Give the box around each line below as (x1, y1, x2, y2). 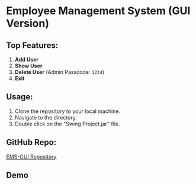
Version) (6, 17, 49, 30)
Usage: (6, 92, 34, 102)
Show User (14, 62, 43, 69)
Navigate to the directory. (14, 114, 77, 121)
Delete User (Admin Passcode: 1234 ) (14, 69, 105, 75)
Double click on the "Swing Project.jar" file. (14, 120, 120, 127)
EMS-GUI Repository (6, 153, 57, 160)
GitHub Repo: (6, 137, 57, 147)
